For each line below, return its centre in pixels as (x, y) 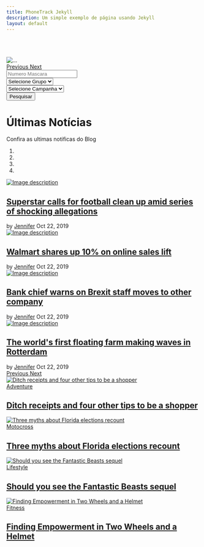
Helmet (21, 537)
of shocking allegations (52, 211)
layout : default (27, 23)
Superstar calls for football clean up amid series (100, 202)
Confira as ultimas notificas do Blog (51, 139)
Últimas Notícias (49, 122)
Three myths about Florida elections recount (93, 446)
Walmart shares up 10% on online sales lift (89, 252)
